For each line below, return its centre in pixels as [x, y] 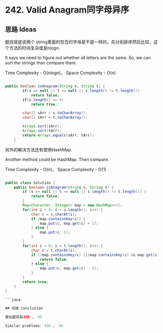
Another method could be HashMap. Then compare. [57, 159]
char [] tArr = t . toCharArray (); [55, 118]
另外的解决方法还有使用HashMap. [39, 150]
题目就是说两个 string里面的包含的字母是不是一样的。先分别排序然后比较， [79, 42]
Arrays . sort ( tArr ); [42, 131]
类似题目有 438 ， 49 [24, 317]
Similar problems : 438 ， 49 [34, 326]
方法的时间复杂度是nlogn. [34, 48]
